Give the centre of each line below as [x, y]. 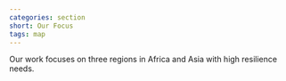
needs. [22, 69]
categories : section [48, 17]
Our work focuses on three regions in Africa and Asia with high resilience [143, 60]
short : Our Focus [41, 26]
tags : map [28, 34]
